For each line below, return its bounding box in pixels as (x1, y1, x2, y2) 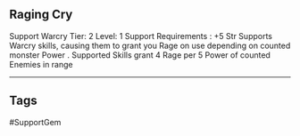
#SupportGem (9, 116, 62, 127)
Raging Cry (9, 7, 73, 22)
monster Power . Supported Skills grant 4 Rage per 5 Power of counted (9, 49, 271, 60)
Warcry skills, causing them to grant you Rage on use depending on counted (9, 40, 291, 51)
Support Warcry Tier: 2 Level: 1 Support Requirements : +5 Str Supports (9, 30, 272, 41)
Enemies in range (9, 59, 73, 69)
